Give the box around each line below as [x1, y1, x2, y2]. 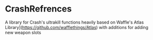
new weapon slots [5, 29, 42, 35]
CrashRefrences [5, 3, 72, 14]
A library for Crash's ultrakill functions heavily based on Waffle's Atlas [5, 19, 144, 25]
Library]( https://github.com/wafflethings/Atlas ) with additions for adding [5, 24, 149, 30]
